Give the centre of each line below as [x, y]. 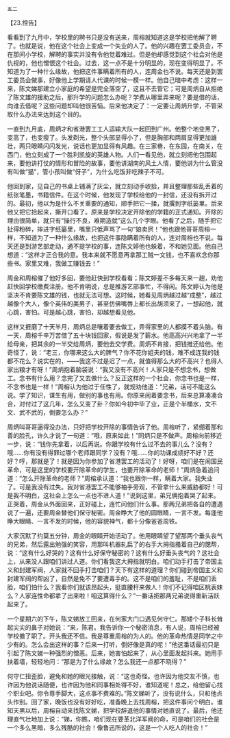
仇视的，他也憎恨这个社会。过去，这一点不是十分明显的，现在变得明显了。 [112, 63]
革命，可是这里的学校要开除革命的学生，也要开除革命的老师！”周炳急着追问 [114, 470]
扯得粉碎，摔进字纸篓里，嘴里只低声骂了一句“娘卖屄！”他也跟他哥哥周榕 [109, 229]
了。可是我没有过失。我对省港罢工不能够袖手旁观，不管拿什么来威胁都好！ [112, 487]
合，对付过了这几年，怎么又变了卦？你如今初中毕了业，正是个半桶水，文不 [112, 404]
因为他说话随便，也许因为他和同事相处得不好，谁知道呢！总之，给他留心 [115, 685]
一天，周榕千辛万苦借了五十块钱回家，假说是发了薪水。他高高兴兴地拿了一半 [115, 335]
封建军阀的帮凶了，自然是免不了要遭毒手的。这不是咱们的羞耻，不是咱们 [109, 578]
